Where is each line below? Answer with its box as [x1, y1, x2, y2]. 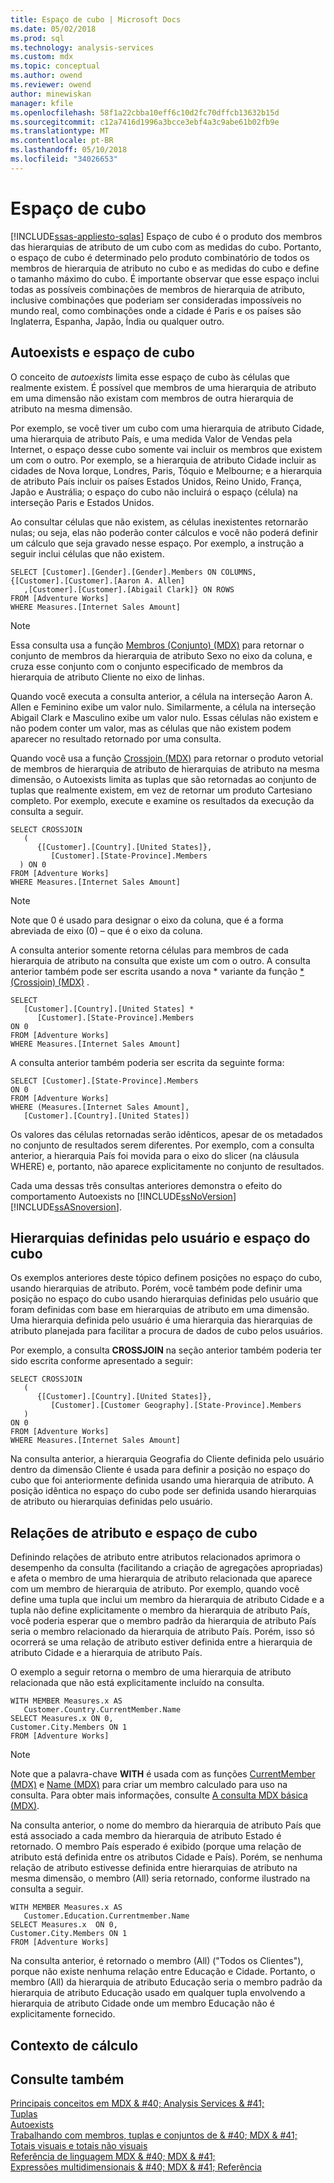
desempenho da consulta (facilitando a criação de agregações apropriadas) [10, 1562, 324, 1574]
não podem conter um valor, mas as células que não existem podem [10, 722, 292, 734]
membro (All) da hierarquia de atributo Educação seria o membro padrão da [10, 1976, 323, 1988]
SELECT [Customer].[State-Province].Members [10, 1076, 199, 1086]
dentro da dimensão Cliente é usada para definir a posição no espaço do [10, 1464, 311, 1476]
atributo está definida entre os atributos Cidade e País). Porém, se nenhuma [10, 1851, 323, 1863]
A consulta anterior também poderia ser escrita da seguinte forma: [10, 1056, 285, 1068]
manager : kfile [10, 98, 74, 108]
